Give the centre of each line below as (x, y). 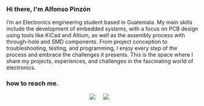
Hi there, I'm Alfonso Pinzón (48, 9)
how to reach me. (33, 83)
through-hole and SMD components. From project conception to (87, 42)
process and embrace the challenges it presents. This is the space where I (100, 55)
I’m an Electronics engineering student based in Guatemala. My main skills (100, 23)
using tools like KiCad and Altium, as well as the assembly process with (96, 35)
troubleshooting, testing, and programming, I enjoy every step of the (92, 48)
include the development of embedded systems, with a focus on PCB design (102, 29)
